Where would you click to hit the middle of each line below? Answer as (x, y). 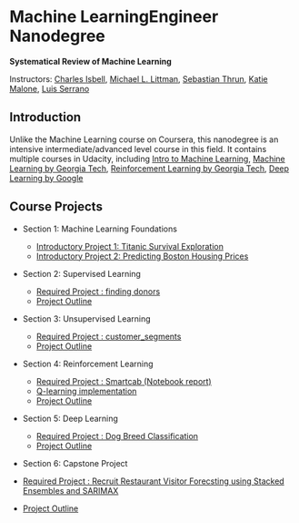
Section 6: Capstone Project (75, 463)
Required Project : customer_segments (109, 336)
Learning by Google (46, 178)
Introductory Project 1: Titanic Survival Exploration (130, 246)
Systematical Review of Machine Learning (91, 61)
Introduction (45, 117)
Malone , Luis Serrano (50, 88)
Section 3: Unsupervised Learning (87, 318)
